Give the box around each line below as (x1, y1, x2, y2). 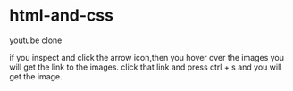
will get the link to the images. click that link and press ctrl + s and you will (9, 62, 282, 72)
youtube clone (9, 35, 63, 45)
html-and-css (9, 5, 114, 26)
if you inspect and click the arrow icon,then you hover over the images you (9, 52, 284, 62)
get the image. (9, 70, 63, 81)
